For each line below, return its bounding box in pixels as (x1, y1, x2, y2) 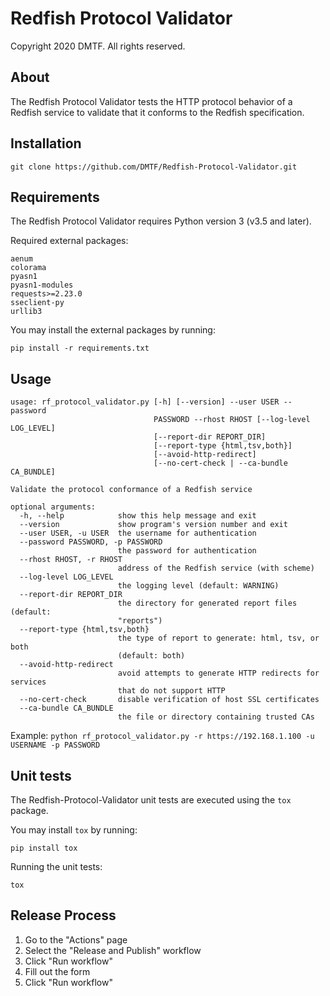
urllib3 (10, 307, 43, 317)
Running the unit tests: (10, 861, 103, 872)
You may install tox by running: (10, 824, 138, 836)
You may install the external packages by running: (10, 324, 216, 336)
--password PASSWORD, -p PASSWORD (19, 537, 163, 547)
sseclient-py (10, 298, 65, 308)
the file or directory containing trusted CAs (117, 712, 315, 722)
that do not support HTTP (117, 686, 226, 696)
